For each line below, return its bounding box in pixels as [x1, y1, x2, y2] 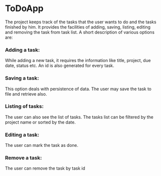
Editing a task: [5, 131, 40, 138]
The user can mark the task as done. [5, 143, 79, 148]
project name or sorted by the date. [5, 119, 76, 125]
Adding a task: [5, 47, 40, 53]
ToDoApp [5, 3, 44, 14]
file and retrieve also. [5, 91, 47, 97]
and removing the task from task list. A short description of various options [5, 29, 155, 35]
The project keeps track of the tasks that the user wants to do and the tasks [5, 19, 157, 25]
